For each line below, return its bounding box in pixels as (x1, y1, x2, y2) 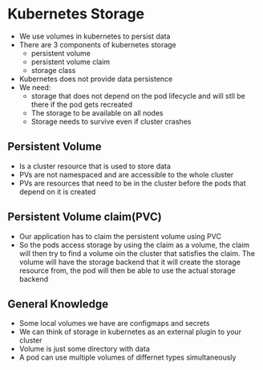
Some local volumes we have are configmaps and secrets (18, 319, 210, 328)
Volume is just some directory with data (18, 344, 150, 354)
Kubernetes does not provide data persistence (18, 74, 173, 83)
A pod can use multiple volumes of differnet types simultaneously (18, 352, 237, 362)
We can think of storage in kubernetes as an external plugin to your (18, 327, 242, 337)
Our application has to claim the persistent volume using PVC (18, 231, 222, 241)
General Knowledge (7, 297, 109, 311)
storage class (30, 65, 76, 75)
